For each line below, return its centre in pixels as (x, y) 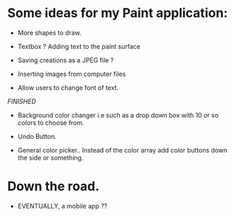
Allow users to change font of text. (68, 87)
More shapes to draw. (49, 33)
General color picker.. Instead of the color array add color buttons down (122, 150)
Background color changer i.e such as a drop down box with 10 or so (118, 115)
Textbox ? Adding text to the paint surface (79, 46)
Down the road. (54, 187)
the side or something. (50, 157)
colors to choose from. (51, 123)
